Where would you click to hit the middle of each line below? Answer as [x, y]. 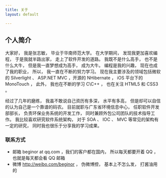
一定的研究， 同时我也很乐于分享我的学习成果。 [54, 126]
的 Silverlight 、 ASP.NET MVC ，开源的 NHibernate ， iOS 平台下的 [74, 78]
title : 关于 [17, 10]
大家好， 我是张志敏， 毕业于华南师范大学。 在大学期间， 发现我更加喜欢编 [81, 53]
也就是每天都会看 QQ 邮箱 [39, 158]
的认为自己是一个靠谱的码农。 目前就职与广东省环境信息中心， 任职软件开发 [82, 107]
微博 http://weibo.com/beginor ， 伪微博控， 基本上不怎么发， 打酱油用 [85, 164]
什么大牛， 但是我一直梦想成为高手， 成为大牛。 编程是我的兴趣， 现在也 [79, 66]
